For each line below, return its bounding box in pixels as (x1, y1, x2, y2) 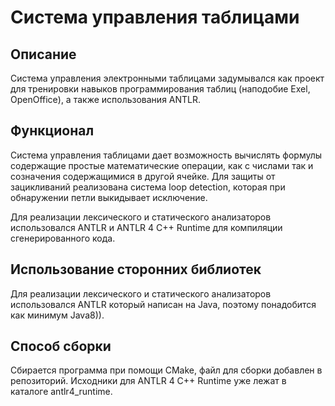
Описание (10, 46, 77, 63)
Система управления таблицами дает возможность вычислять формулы (10, 149, 323, 161)
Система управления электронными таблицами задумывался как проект (10, 72, 325, 84)
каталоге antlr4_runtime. (10, 386, 113, 398)
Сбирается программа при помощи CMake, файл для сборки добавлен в (10, 364, 323, 376)
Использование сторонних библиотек (10, 261, 262, 278)
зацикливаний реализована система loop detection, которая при (10, 181, 286, 193)
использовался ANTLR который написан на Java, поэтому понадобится (10, 298, 317, 310)
